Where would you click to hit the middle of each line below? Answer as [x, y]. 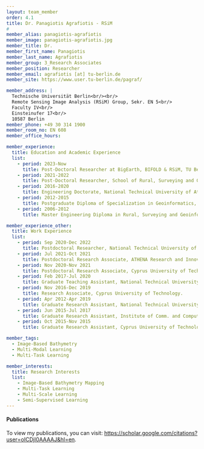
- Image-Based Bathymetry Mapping [61, 383]
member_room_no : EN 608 [36, 130]
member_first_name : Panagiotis [46, 52]
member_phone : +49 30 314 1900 [46, 125]
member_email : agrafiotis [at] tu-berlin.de [63, 74]
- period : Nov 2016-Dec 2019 [54, 288]
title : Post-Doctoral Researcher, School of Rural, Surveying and [108, 181]
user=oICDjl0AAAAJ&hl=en [41, 439]
